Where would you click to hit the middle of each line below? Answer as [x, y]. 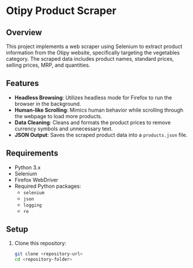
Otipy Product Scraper [61, 11]
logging [32, 205]
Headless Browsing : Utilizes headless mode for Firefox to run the [93, 97]
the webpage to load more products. [58, 116]
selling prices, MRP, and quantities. [48, 65]
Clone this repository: [40, 243]
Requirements [32, 153]
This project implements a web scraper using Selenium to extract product [94, 46]
